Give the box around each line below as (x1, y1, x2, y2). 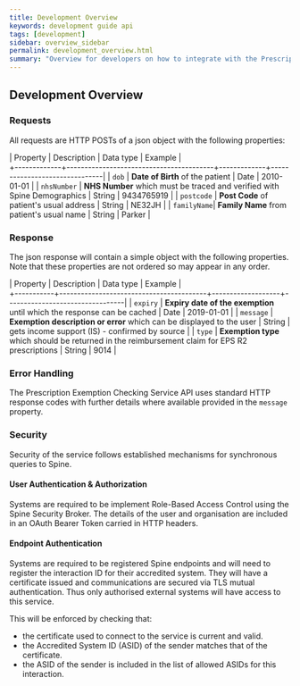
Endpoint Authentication (9, 538, 103, 549)
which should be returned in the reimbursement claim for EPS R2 (9, 335, 248, 346)
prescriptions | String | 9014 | (9, 345, 117, 356)
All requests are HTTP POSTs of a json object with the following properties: (9, 135, 286, 146)
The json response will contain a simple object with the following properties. (9, 251, 289, 262)
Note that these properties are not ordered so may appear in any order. (9, 261, 271, 272)
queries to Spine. (9, 458, 72, 469)
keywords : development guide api (9, 21, 134, 30)
